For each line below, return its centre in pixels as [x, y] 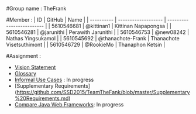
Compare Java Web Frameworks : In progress [69, 104]
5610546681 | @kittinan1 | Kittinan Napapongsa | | [111, 26]
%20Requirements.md [42, 98]
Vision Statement [35, 67]
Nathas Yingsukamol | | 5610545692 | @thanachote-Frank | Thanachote [93, 38]
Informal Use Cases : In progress [54, 80]
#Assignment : [23, 56]
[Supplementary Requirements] [52, 86]
